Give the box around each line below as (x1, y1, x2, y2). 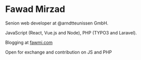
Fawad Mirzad (5, 3, 65, 15)
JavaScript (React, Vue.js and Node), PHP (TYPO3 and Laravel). (5, 29, 137, 35)
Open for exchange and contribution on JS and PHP (5, 49, 112, 55)
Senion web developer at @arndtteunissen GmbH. (5, 20, 108, 26)
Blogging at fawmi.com (5, 39, 53, 45)
